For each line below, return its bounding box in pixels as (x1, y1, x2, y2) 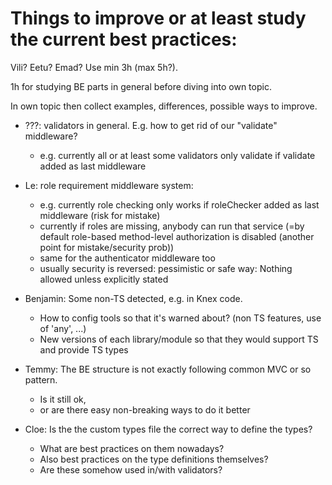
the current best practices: (10, 28, 238, 51)
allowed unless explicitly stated (39, 273, 169, 285)
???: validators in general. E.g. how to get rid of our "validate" (24, 119, 278, 131)
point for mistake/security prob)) (39, 241, 175, 253)
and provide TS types (39, 343, 129, 356)
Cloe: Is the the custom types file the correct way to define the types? (24, 423, 313, 435)
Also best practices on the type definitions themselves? (39, 453, 269, 465)
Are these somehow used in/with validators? (39, 463, 223, 476)
